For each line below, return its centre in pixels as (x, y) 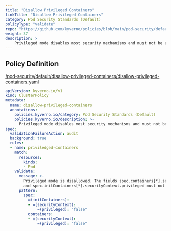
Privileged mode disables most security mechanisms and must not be (89, 43)
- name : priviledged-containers (44, 148)
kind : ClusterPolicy (27, 96)
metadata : (16, 100)
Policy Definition (32, 64)
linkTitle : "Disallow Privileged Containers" (54, 15)
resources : (30, 157)
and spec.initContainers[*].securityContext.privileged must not (94, 186)
